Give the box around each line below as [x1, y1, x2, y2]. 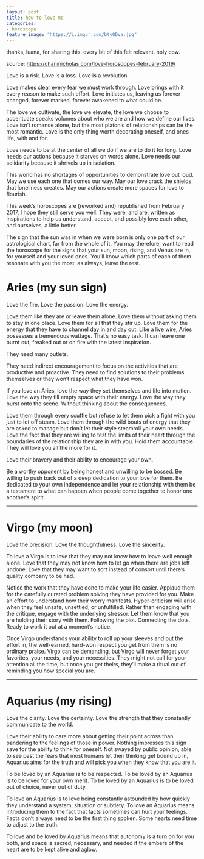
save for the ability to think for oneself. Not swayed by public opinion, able [6, 745, 192, 753]
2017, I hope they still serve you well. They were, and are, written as [6, 209, 175, 216]
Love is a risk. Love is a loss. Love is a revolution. [6, 72, 129, 79]
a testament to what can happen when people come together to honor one [6, 487, 193, 494]
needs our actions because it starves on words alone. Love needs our [6, 153, 181, 160]
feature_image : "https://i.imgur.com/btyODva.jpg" [6, 32, 137, 38]
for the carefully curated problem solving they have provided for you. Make [6, 591, 194, 597]
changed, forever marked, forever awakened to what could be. [6, 97, 163, 104]
